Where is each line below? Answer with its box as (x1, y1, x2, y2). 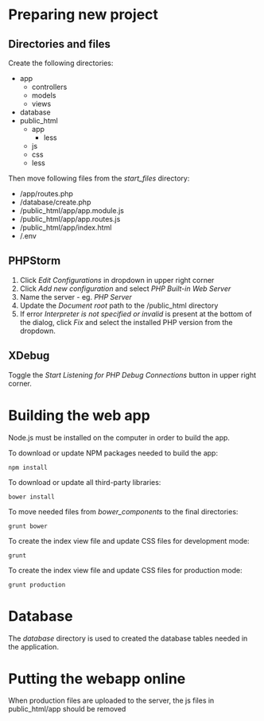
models (31, 91, 56, 100)
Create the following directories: (8, 58, 114, 68)
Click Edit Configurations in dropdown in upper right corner (19, 275, 215, 285)
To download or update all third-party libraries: (8, 477, 161, 486)
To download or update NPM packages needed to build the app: (8, 448, 219, 458)
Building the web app (8, 406, 151, 424)
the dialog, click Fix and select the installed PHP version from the (19, 317, 233, 327)
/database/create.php (19, 197, 91, 207)
